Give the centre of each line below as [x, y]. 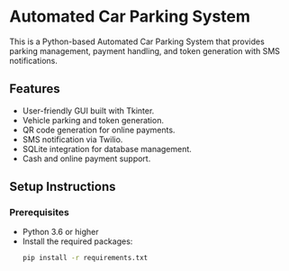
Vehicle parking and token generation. [93, 120]
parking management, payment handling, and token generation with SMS [145, 50]
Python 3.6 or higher [60, 232]
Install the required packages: [77, 241]
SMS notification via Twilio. [72, 139]
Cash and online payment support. [86, 158]
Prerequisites [39, 212]
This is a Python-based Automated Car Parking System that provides [137, 41]
